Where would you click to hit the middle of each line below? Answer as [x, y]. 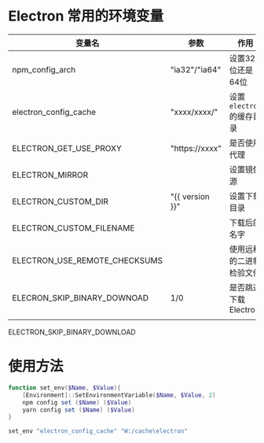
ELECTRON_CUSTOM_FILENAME [73, 227]
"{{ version [190, 196]
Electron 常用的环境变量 [86, 16]
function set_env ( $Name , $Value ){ [65, 388]
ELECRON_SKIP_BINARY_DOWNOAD [81, 297]
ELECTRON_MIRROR [50, 175]
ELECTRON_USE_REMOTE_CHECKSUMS [88, 260]
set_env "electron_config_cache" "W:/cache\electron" [98, 431]
